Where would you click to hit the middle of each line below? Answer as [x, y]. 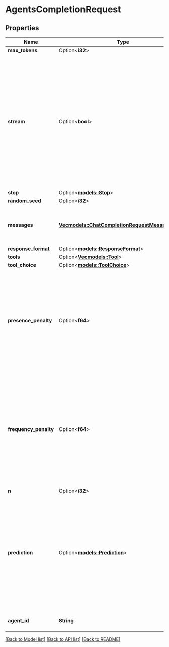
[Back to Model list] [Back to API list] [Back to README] [63, 639]
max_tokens [23, 50]
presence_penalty [30, 320]
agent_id [18, 621]
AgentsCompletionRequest [63, 9]
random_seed [24, 201]
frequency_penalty [31, 429]
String [66, 621]
